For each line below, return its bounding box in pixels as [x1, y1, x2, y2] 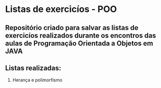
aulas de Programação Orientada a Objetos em [5, 39, 153, 47]
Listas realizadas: [5, 63, 61, 72]
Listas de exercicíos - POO [5, 3, 117, 15]
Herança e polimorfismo [12, 77, 62, 83]
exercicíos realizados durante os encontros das [5, 31, 156, 39]
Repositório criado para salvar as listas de [5, 23, 138, 32]
